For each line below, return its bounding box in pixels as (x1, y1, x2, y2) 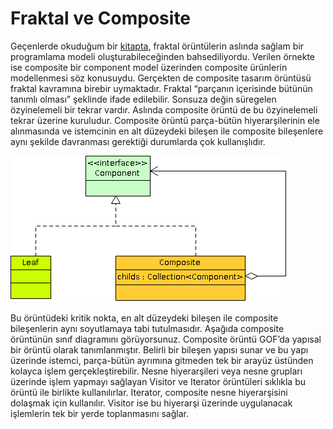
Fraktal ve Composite (10, 7, 192, 30)
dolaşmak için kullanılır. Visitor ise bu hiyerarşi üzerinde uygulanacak (10, 397, 293, 409)
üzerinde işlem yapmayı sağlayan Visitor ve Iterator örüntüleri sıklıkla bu (10, 375, 306, 387)
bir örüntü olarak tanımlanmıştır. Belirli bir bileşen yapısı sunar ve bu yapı (10, 343, 309, 356)
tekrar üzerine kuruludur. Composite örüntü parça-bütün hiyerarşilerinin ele (10, 114, 320, 126)
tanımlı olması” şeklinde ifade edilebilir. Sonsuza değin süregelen (10, 93, 277, 105)
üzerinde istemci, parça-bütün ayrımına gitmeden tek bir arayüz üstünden (10, 354, 314, 366)
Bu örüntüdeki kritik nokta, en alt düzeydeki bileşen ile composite (10, 312, 279, 324)
